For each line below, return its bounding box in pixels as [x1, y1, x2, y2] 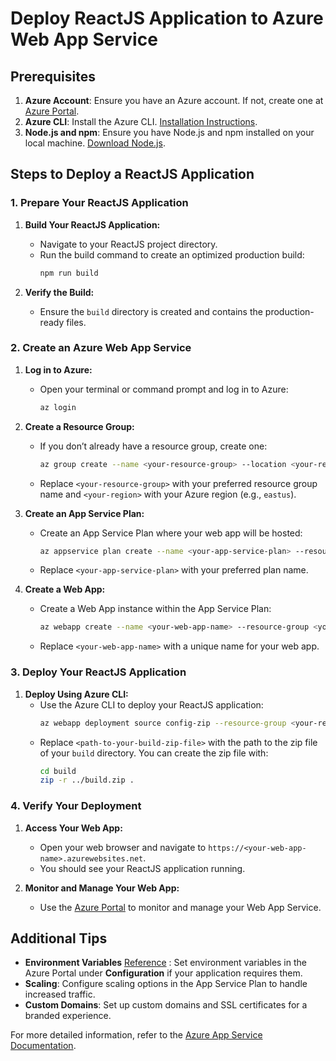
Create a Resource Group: [24, 420, 135, 432]
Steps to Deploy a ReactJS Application [10, 166, 255, 183]
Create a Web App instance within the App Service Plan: [39, 603, 272, 615]
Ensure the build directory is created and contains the [39, 305, 263, 317]
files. [66, 316, 87, 328]
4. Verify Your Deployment [10, 799, 142, 813]
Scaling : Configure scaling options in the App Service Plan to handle [24, 978, 308, 990]
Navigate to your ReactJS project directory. [39, 238, 218, 250]
